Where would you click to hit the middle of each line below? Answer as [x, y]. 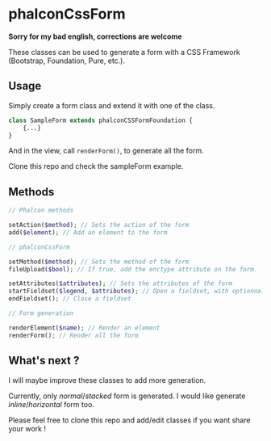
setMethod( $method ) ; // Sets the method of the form [99, 262]
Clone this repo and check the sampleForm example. [96, 166]
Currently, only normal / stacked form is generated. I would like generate [127, 396]
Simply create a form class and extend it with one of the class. [112, 105]
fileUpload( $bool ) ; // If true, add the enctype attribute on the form [131, 269]
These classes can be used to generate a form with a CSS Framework [124, 52]
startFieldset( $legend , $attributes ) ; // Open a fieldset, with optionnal [137, 292]
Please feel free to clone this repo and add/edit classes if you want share [129, 420]
